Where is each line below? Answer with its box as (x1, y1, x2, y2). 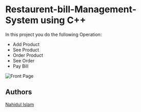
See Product (12, 47, 39, 53)
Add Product (12, 41, 40, 47)
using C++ (40, 14, 86, 26)
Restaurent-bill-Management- (5, 4, 137, 15)
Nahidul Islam (5, 101, 34, 107)
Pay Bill (12, 63, 29, 69)
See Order (12, 57, 35, 63)
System (5, 14, 39, 26)
